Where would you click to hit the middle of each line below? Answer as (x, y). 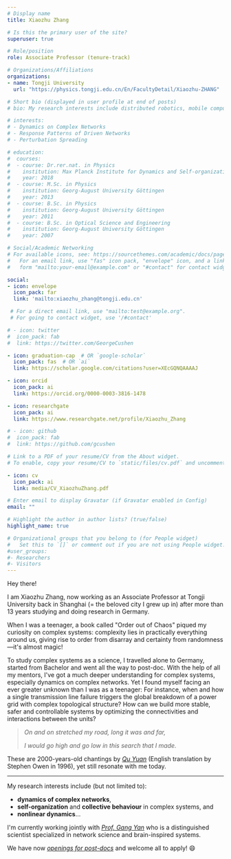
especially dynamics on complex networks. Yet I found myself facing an (109, 683)
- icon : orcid (27, 381)
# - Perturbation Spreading (47, 140)
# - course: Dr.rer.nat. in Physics (61, 165)
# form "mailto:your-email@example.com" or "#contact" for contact (109, 267)
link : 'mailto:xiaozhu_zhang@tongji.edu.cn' (78, 299)
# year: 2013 (30, 197)
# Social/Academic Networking (51, 248)
